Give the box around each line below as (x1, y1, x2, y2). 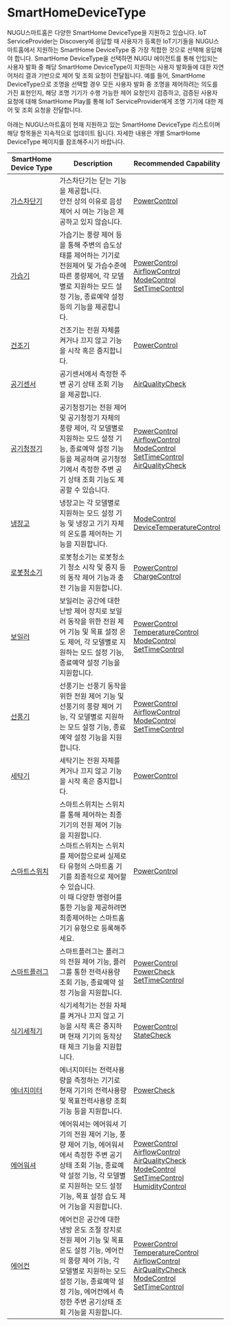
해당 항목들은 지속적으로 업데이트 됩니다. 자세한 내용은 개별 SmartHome (7, 129, 201, 137)
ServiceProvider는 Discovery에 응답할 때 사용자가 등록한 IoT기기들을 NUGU (7, 36, 214, 45)
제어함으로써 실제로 (67, 851, 127, 861)
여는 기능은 (82, 206, 116, 216)
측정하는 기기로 (74, 1075, 120, 1085)
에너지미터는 (59, 1065, 98, 1074)
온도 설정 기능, (59, 1246, 103, 1255)
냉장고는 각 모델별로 (59, 498, 120, 507)
